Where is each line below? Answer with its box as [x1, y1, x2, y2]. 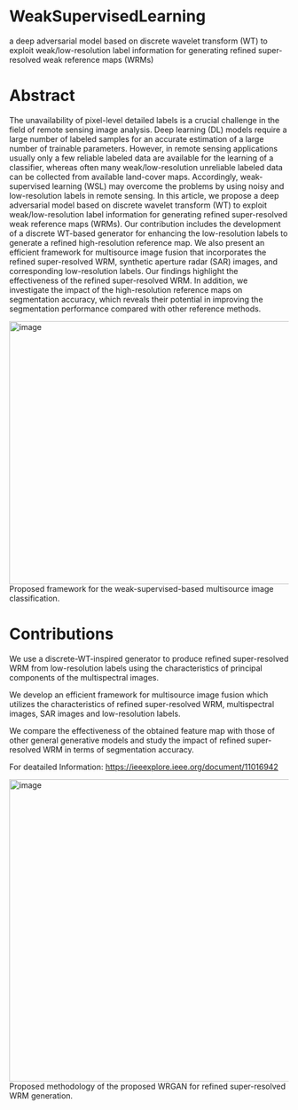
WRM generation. [9, 1090, 74, 1101]
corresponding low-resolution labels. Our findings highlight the [9, 265, 239, 276]
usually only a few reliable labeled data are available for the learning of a [9, 153, 274, 163]
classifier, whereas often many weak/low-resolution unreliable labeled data [9, 161, 284, 172]
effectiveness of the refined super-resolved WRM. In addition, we [9, 275, 248, 286]
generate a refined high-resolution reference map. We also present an [9, 237, 265, 248]
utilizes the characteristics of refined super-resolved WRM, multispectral [9, 698, 275, 709]
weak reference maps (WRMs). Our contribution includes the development [9, 218, 281, 229]
